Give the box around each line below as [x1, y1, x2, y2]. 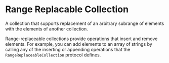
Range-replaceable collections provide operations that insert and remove [5, 36, 158, 42]
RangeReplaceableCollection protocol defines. [5, 52, 101, 58]
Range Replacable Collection [5, 4, 129, 15]
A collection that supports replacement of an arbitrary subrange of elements [5, 20, 164, 26]
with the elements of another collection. [5, 25, 89, 31]
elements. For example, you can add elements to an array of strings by [5, 41, 153, 47]
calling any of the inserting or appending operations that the [5, 46, 131, 52]
